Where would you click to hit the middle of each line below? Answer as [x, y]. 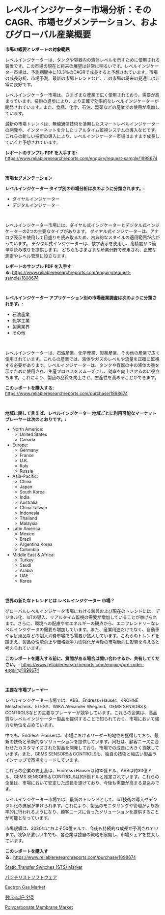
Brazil [25, 539]
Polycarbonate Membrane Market [39, 907]
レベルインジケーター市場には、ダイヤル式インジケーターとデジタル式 [76, 225]
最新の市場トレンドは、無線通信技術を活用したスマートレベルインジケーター [82, 124]
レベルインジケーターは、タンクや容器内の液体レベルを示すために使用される [82, 60]
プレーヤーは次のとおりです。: [36, 419]
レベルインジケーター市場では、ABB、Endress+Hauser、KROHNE [72, 700]
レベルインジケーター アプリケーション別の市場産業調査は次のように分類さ [81, 297]
